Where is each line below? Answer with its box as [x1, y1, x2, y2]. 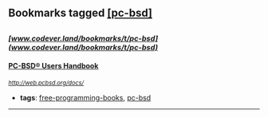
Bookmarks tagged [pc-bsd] [8, 6, 153, 20]
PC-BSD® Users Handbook [8, 61, 99, 71]
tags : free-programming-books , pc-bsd [19, 92, 152, 102]
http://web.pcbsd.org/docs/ [8, 79, 85, 87]
